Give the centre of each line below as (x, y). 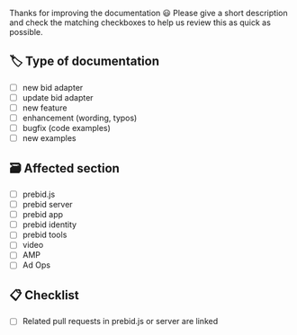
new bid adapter (53, 87)
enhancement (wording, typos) (80, 118)
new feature (45, 108)
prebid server (48, 205)
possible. (26, 32)
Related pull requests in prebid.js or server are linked (120, 322)
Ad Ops (36, 265)
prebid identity (49, 225)
